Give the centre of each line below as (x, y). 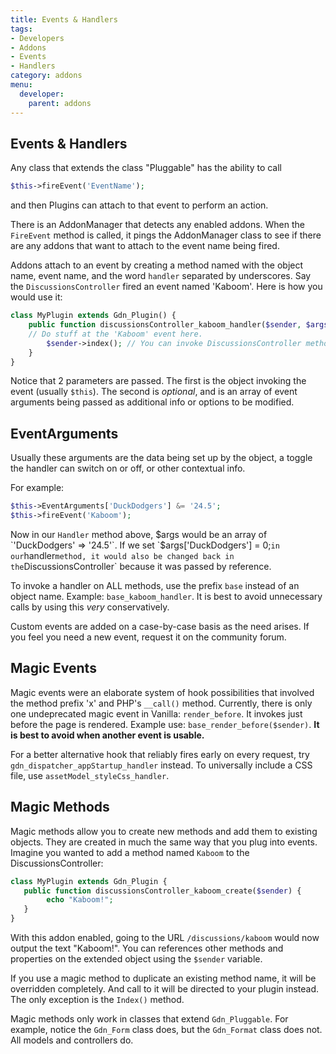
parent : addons (60, 103)
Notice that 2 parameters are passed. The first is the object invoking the (158, 381)
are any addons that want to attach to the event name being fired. (145, 246)
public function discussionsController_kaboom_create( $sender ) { (162, 891)
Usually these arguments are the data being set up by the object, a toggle (161, 458)
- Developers (37, 38)
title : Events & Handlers (64, 19)
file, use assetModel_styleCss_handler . (90, 775)
